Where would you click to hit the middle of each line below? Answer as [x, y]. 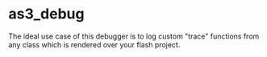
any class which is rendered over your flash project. [94, 44]
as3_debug [46, 14]
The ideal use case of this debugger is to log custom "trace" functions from [134, 36]
